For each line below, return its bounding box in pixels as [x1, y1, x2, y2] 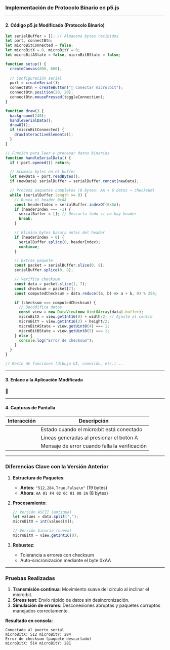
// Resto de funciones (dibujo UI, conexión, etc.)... [5, 361, 123, 366]
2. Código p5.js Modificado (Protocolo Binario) [5, 22, 105, 28]
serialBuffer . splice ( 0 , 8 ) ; [14, 268, 73, 273]
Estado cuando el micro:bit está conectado [40, 426, 143, 433]
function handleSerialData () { [5, 155, 71, 160]
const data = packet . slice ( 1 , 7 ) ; [14, 281, 87, 286]
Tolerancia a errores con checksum [20, 551, 95, 558]
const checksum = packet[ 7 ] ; [14, 286, 76, 291]
